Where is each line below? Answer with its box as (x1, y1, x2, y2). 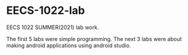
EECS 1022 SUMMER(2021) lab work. (6, 24, 99, 31)
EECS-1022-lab (6, 4, 85, 18)
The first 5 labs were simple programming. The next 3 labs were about (6, 35, 182, 42)
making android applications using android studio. (6, 42, 132, 49)
